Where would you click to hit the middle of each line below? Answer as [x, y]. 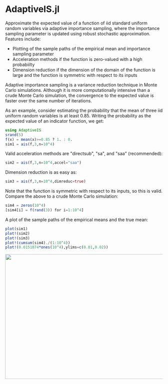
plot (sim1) [16, 229]
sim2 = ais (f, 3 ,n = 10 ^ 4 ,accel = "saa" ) [43, 163]
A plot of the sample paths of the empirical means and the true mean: [77, 219]
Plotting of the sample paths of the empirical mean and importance [81, 48]
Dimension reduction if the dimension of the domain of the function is [84, 70]
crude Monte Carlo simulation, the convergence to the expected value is [79, 95]
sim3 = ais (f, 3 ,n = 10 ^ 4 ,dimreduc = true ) [45, 182]
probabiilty [23, 64]
